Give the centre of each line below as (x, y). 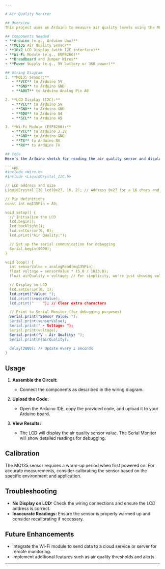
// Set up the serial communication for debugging (62, 244)
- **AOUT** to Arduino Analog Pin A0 (50, 91)
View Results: (27, 423)
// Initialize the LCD (33, 217)
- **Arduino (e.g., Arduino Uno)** (41, 41)
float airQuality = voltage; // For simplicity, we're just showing (81, 276)
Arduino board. (35, 414)
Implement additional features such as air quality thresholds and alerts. (84, 557)
